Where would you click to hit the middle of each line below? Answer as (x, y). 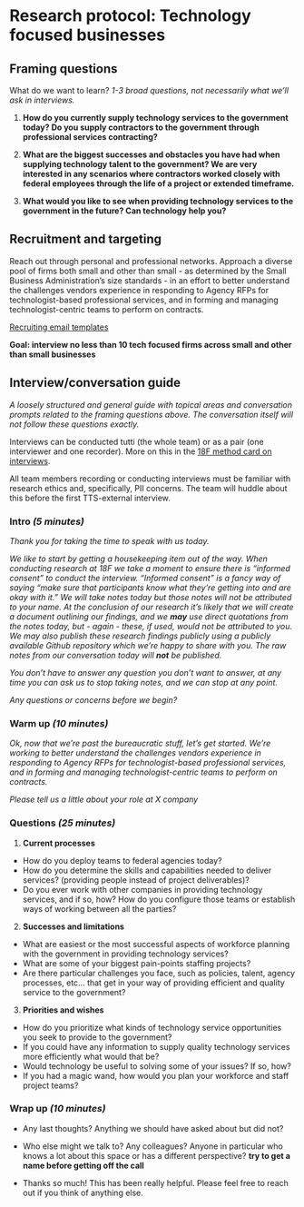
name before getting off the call (83, 1165)
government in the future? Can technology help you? (124, 211)
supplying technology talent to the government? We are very (140, 164)
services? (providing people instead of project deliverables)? (136, 880)
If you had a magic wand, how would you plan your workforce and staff (156, 1075)
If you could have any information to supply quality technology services (156, 1046)
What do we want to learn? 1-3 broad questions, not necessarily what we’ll (149, 90)
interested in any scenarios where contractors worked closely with (151, 174)
